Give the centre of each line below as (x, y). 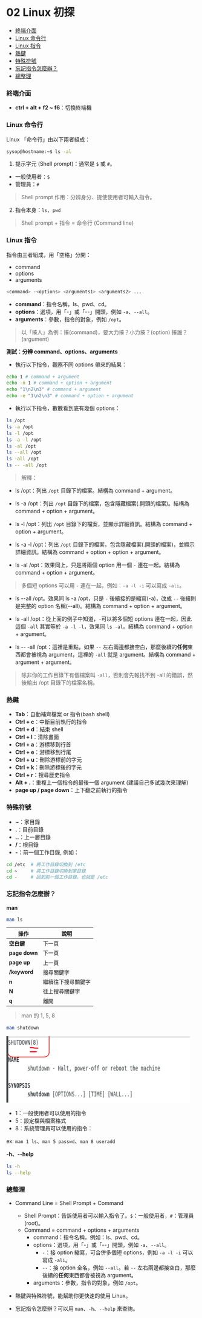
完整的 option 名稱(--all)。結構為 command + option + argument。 (103, 606)
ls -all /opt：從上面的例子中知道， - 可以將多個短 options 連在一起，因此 (103, 619)
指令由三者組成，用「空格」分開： (49, 254)
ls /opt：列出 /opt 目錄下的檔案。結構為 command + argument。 (95, 491)
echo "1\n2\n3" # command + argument (54, 389)
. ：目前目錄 (29, 829)
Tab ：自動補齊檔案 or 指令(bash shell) (62, 714)
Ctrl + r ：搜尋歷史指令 (43, 775)
